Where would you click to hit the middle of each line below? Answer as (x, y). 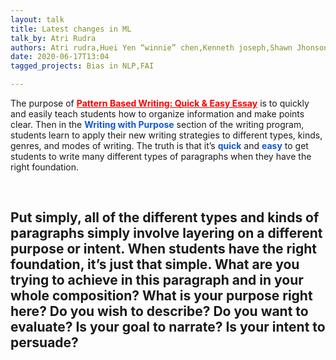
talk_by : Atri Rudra (53, 38)
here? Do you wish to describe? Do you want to (159, 311)
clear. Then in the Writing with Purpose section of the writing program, (157, 124)
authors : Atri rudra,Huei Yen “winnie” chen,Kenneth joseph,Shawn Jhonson (169, 47)
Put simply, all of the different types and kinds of (165, 217)
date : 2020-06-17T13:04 (60, 57)
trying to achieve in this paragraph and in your (157, 280)
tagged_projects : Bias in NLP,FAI (82, 66)
